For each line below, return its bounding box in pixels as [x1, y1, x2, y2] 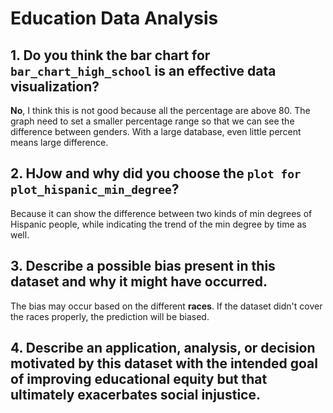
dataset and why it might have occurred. [10, 273, 268, 291]
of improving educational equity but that [10, 371, 268, 388]
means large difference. [10, 137, 109, 148]
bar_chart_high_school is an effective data [10, 62, 277, 79]
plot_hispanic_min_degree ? [10, 181, 180, 198]
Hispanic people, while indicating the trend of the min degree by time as [10, 218, 307, 230]
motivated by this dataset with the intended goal [10, 355, 318, 372]
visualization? [10, 78, 100, 95]
